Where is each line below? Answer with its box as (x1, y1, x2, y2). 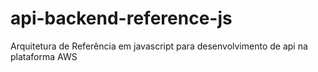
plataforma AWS (10, 50, 78, 62)
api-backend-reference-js (10, 7, 233, 30)
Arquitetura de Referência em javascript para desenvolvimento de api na (10, 40, 308, 52)
